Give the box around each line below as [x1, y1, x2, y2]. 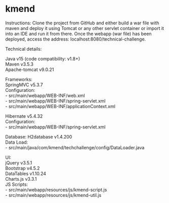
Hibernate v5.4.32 [5, 113, 43, 119]
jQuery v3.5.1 [5, 159, 32, 165]
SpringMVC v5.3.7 [5, 82, 43, 88]
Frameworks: [5, 76, 33, 82]
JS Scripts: [5, 181, 28, 187]
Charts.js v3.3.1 [5, 176, 37, 182]
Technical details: [5, 46, 42, 52]
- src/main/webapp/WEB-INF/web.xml [5, 92, 85, 98]
